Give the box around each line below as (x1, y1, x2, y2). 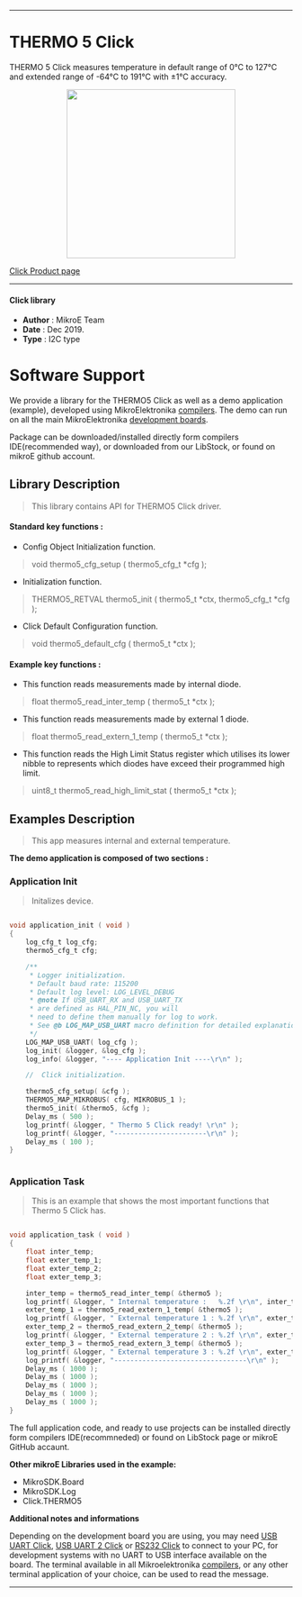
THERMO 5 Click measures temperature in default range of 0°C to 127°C (9, 61, 278, 72)
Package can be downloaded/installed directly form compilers (9, 431, 240, 442)
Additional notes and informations (9, 1512, 139, 1523)
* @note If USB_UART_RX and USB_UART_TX (29, 996, 182, 1005)
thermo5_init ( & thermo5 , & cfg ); (25, 1104, 151, 1113)
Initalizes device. (31, 895, 94, 906)
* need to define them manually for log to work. (29, 1012, 219, 1022)
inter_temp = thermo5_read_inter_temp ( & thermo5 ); (25, 1289, 223, 1298)
